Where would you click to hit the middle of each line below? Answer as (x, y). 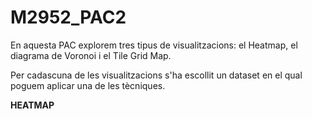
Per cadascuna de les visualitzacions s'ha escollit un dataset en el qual (156, 75)
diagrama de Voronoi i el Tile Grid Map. (91, 55)
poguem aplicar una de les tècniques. (88, 85)
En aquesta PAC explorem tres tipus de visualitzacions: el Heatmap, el (154, 45)
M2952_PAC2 (68, 17)
